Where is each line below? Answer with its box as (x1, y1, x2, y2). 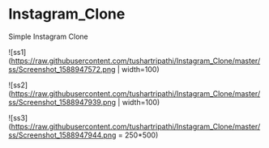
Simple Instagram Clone (8, 32, 88, 41)
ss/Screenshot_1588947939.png (8, 97, 116, 107)
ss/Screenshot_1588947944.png (8, 130, 117, 140)
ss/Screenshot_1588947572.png (8, 64, 116, 74)
